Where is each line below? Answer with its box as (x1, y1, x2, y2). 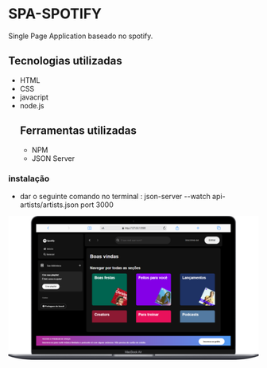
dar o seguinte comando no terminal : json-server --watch (19, 191, 211, 201)
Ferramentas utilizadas (19, 124, 137, 138)
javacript (19, 92, 49, 102)
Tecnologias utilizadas (8, 54, 122, 68)
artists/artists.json (19, 200, 79, 209)
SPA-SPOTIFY (8, 5, 102, 23)
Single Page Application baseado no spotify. (8, 31, 153, 41)
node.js (19, 100, 45, 110)
